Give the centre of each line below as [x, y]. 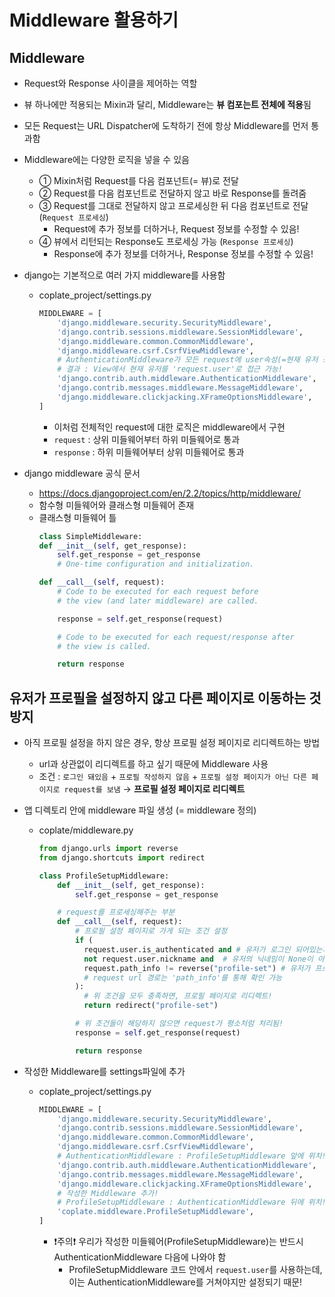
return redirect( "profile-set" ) [151, 1006]
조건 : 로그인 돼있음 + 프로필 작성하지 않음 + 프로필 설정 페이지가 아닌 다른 [172, 777]
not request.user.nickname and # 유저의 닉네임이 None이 [198, 959]
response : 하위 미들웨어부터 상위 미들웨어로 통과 [149, 452]
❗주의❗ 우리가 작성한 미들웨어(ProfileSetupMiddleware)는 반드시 [178, 1242]
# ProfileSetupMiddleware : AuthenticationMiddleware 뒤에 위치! [192, 1202]
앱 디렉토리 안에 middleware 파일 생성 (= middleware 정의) [140, 810]
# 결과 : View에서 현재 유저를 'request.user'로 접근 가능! [170, 369]
